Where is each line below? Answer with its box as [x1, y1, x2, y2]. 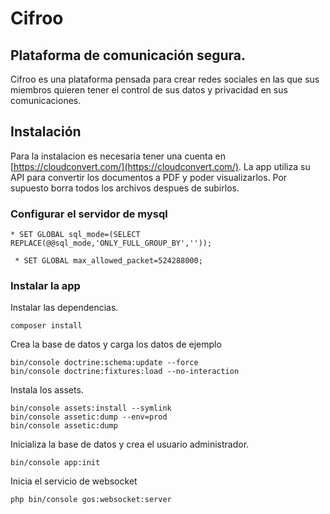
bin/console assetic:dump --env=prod [10, 412, 168, 422]
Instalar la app [10, 279, 81, 293]
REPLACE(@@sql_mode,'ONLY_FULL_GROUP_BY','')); [10, 238, 213, 249]
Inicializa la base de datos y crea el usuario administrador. [10, 438, 250, 451]
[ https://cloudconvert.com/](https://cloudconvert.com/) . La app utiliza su [10, 160, 311, 172]
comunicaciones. [10, 95, 82, 106]
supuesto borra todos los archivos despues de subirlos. [10, 182, 240, 194]
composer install [10, 321, 83, 331]
